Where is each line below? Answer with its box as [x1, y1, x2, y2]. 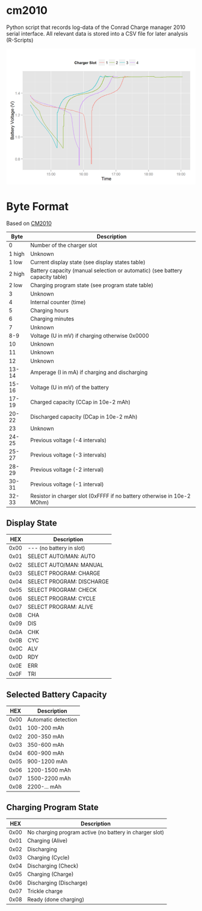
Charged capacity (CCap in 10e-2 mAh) [29, 398, 131, 405]
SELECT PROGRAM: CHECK [28, 586, 97, 594]
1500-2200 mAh [26, 775, 71, 782]
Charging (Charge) [26, 871, 74, 878]
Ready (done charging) [26, 896, 85, 903]
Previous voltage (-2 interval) [29, 466, 104, 474]
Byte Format [6, 200, 69, 213]
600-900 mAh [26, 749, 64, 757]
